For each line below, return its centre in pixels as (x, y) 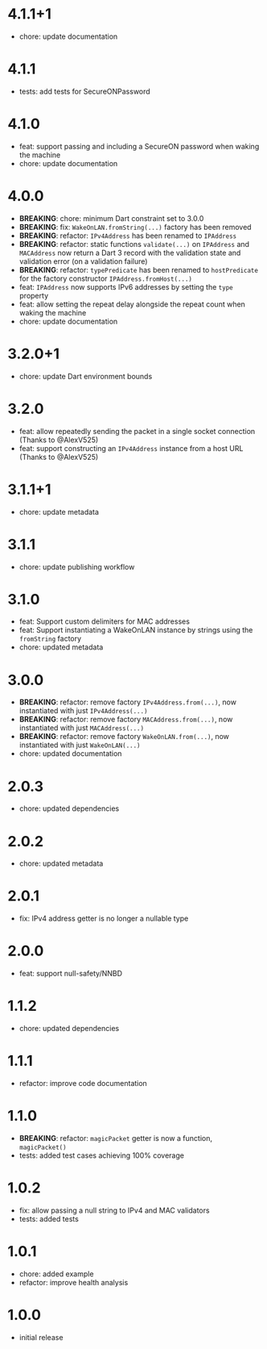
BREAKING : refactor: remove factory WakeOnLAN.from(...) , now (124, 737)
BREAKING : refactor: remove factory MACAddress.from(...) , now (126, 720)
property (34, 295)
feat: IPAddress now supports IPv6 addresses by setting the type (126, 286)
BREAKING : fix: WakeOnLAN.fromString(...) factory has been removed (135, 227)
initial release (41, 1337)
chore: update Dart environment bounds (86, 376)
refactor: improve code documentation (83, 1083)
